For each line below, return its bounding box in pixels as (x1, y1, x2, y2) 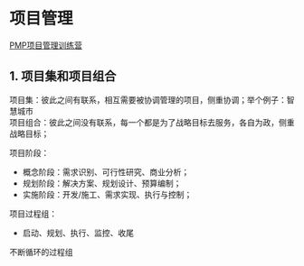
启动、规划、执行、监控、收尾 (22, 227, 134, 238)
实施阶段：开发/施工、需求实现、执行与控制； (22, 188, 193, 199)
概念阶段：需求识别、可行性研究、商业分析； (22, 166, 190, 177)
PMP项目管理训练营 (9, 40, 83, 50)
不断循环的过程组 (9, 246, 73, 257)
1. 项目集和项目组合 (9, 69, 117, 84)
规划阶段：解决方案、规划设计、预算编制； (22, 178, 182, 188)
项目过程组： (9, 208, 57, 219)
